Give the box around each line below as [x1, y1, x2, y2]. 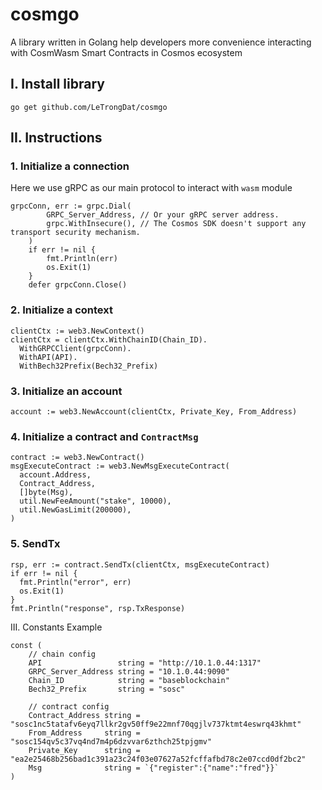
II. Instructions [10, 129, 103, 147]
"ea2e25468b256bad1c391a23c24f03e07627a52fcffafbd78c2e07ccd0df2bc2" [10, 754, 307, 764]
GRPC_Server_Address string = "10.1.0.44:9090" [28, 666, 230, 677]
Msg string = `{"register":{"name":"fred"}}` [28, 763, 280, 773]
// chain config [28, 649, 97, 659]
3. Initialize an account [10, 384, 123, 398]
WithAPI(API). [19, 352, 78, 362]
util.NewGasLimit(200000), [19, 505, 132, 515]
